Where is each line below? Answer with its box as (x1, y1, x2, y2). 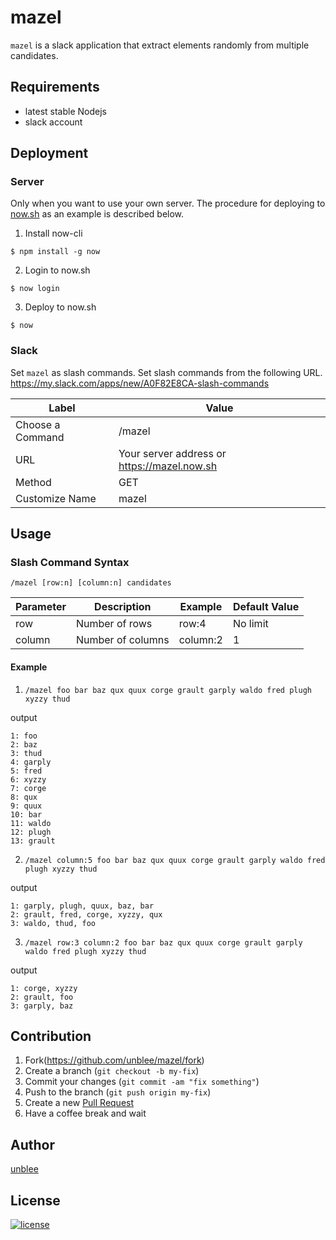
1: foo (10, 731, 38, 741)
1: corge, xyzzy (10, 983, 78, 993)
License (10, 1192, 61, 1209)
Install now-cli (24, 227, 83, 240)
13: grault (10, 836, 56, 846)
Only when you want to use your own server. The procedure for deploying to (10, 197, 326, 210)
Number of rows (75, 617, 153, 631)
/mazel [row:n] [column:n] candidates (10, 578, 172, 588)
